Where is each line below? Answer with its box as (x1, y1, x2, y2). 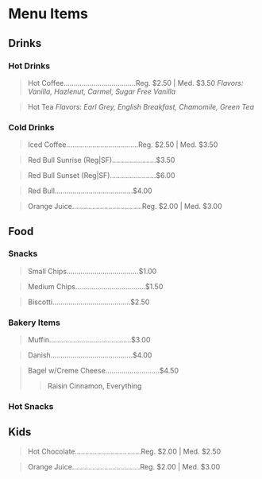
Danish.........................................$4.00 (27, 350, 152, 360)
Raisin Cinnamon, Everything (47, 381, 142, 391)
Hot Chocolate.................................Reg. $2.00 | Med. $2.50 (27, 446, 222, 456)
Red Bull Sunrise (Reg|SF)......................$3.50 (27, 156, 175, 165)
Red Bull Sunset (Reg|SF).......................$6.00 (27, 171, 175, 180)
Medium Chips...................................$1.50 (27, 281, 164, 291)
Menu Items (8, 5, 89, 23)
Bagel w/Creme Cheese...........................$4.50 (27, 366, 179, 376)
